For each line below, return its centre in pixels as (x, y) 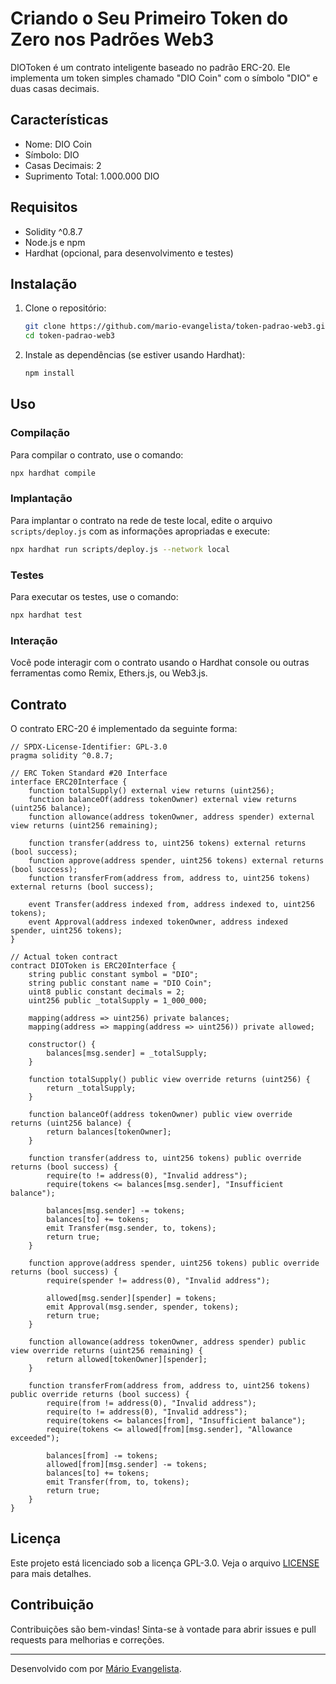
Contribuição (52, 1605)
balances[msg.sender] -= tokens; (116, 1211)
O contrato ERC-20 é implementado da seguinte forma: (124, 729)
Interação (34, 640)
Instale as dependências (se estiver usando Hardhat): (135, 355)
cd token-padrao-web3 (69, 336)
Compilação (40, 433)
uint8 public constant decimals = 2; (107, 992)
